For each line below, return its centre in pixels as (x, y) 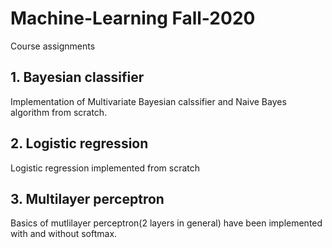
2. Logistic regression (79, 143)
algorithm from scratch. (59, 112)
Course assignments (53, 46)
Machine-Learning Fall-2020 (133, 18)
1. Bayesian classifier (77, 77)
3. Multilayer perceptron (87, 198)
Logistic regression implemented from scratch (105, 168)
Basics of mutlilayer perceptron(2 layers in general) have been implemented (166, 223)
